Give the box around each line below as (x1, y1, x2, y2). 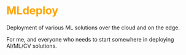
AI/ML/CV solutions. (6, 42, 57, 50)
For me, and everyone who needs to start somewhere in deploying (6, 35, 174, 43)
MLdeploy (6, 4, 59, 18)
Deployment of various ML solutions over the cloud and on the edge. (6, 24, 180, 31)
